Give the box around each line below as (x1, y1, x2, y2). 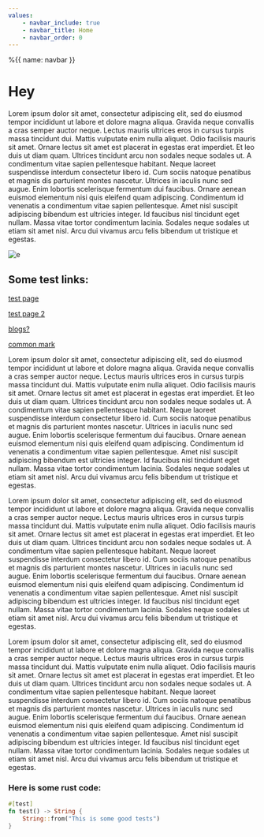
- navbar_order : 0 (22, 33, 83, 42)
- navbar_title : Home (22, 26, 93, 34)
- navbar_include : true (22, 19, 101, 27)
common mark (8, 340, 55, 349)
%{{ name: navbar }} (8, 55, 76, 65)
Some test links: (8, 273, 89, 286)
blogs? (8, 324, 30, 334)
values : (8, 11, 34, 20)
